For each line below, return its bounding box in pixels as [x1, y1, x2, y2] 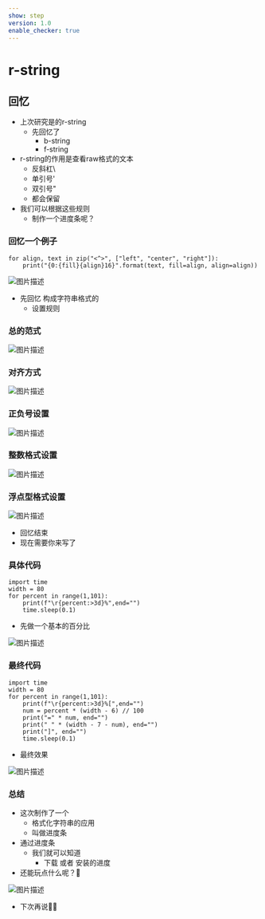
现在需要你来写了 [19, 538, 76, 547]
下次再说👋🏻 [19, 902, 58, 912]
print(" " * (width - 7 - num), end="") [22, 720, 158, 728]
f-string [43, 144, 69, 154]
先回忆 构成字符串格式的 [19, 293, 99, 303]
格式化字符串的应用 [31, 818, 95, 828]
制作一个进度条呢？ [31, 214, 95, 223]
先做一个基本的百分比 [19, 621, 90, 631]
